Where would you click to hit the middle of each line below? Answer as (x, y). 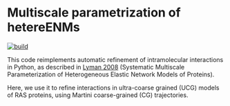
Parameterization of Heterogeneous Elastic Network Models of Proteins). (111, 74)
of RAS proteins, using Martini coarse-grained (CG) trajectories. (98, 95)
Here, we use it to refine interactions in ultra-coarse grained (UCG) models (113, 87)
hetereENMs (44, 27)
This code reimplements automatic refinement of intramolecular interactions (115, 59)
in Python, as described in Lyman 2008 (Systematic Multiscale (96, 67)
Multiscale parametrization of (94, 13)
